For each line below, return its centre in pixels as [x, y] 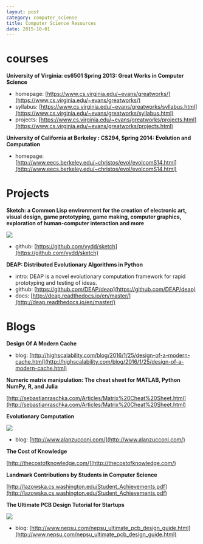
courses [27, 59]
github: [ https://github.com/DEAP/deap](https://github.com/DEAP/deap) [105, 290]
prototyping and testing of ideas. [56, 283]
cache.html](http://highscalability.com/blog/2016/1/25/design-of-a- [99, 362]
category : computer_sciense [42, 18]
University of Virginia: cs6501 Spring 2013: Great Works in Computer [95, 76]
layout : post [23, 12]
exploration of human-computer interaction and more [75, 223]
